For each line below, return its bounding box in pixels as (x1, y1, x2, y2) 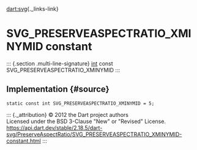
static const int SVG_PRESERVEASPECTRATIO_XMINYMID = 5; (6, 100, 155, 107)
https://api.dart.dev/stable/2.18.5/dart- (6, 124, 103, 131)
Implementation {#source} (6, 84, 110, 94)
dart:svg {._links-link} (6, 6, 59, 12)
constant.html (6, 137, 41, 144)
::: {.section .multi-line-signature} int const (6, 59, 113, 67)
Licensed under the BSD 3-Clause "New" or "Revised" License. (6, 118, 166, 125)
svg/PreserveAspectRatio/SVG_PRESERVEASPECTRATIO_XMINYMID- (6, 130, 182, 138)
